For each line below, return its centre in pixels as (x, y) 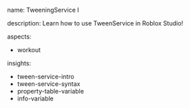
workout (29, 50)
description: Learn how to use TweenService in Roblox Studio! (95, 23)
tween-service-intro (45, 76)
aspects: (19, 36)
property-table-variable (51, 91)
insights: (19, 63)
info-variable (35, 98)
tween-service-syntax (49, 84)
